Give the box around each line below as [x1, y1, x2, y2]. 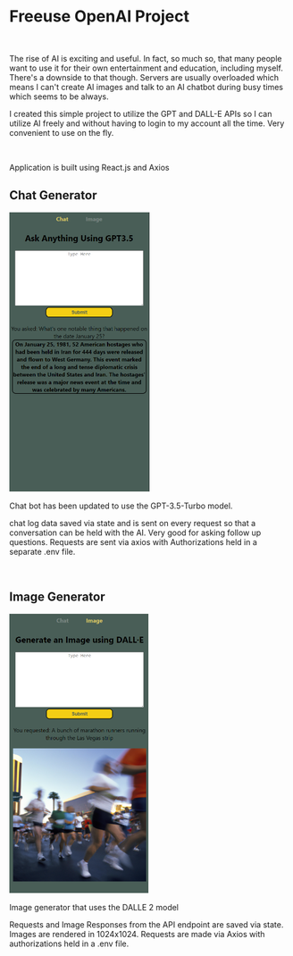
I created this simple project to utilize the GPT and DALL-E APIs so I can [9, 108, 272, 119]
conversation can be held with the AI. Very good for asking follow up [9, 527, 262, 538]
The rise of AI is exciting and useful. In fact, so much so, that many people [9, 53, 282, 63]
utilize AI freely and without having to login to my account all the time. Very [9, 118, 285, 129]
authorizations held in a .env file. [9, 938, 130, 949]
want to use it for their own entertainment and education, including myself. [9, 63, 283, 73]
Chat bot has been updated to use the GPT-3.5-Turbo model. [9, 500, 233, 511]
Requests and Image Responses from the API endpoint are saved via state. [9, 918, 284, 930]
